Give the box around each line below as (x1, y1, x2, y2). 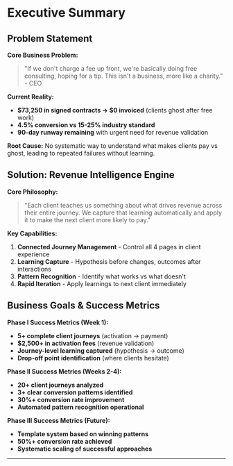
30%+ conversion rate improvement (17, 395, 125, 403)
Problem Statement (7, 33, 93, 44)
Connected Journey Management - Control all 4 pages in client (17, 242, 201, 251)
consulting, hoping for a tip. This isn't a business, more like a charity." (24, 72, 223, 80)
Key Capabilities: (7, 229, 58, 238)
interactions (17, 265, 52, 273)
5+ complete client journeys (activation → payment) (17, 331, 169, 340)
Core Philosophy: (7, 188, 58, 196)
